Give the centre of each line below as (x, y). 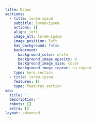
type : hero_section (33, 73)
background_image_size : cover (48, 63)
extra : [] (19, 109)
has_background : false (37, 46)
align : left (26, 32)
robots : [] (20, 104)
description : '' (26, 100)
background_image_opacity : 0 (47, 59)
